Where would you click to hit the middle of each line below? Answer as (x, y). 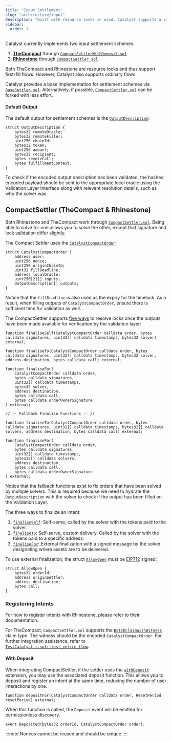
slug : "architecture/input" (35, 15)
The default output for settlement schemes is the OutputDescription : (78, 118)
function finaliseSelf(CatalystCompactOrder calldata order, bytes (79, 333)
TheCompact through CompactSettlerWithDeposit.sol (70, 54)
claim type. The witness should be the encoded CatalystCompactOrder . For (84, 636)
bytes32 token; (31, 146)
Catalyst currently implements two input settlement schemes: (70, 43)
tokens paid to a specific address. (48, 538)
